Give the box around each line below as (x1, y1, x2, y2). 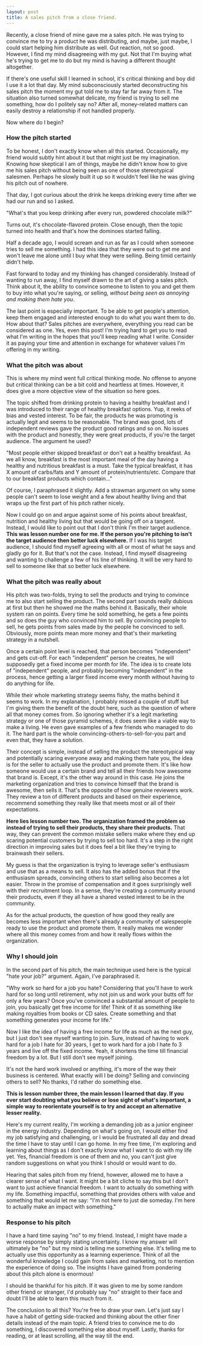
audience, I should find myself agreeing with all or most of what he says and (6, 543, 196, 551)
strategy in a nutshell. (6, 636, 60, 644)
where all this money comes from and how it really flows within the (6, 931, 172, 938)
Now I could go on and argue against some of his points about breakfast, (6, 511, 188, 519)
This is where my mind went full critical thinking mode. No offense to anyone (6, 375, 197, 382)
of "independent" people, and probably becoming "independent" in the (6, 667, 183, 674)
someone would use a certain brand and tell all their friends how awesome (6, 767, 192, 775)
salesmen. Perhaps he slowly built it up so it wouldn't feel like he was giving (6, 173, 195, 180)
